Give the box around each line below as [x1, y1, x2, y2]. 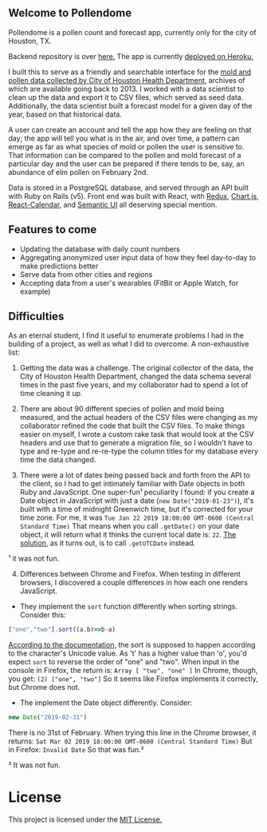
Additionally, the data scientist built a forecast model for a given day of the [8, 101, 253, 110]
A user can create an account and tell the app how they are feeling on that [8, 125, 252, 134]
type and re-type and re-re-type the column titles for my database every [19, 446, 259, 456]
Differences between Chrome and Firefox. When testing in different [19, 569, 241, 579]
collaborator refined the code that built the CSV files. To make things [19, 421, 245, 430]
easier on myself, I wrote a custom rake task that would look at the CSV [19, 430, 254, 439]
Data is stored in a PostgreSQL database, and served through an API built [8, 183, 249, 192]
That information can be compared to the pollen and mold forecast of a [8, 150, 241, 160]
